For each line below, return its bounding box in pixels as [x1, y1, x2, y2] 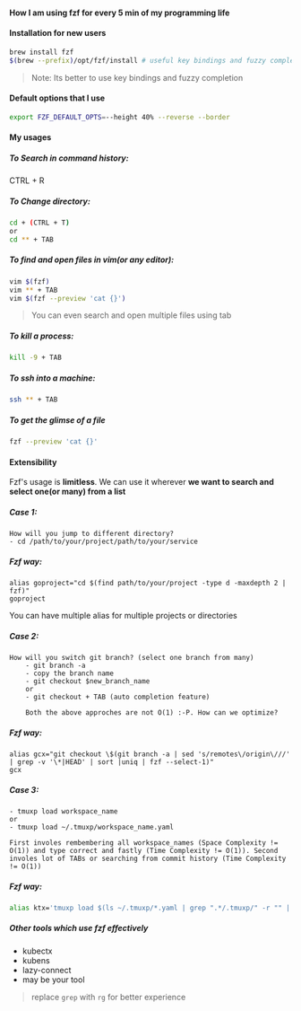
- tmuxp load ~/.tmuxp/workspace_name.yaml [9, 822, 175, 831]
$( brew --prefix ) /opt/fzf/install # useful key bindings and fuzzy [9, 56, 267, 65]
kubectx [21, 945, 53, 956]
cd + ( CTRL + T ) [9, 218, 70, 228]
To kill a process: [9, 330, 74, 341]
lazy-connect [21, 964, 72, 975]
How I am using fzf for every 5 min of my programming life [9, 7, 230, 18]
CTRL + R [9, 175, 45, 186]
